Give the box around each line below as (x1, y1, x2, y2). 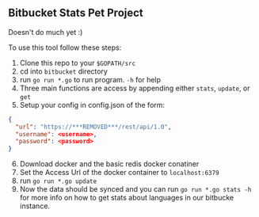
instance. (19, 201, 50, 211)
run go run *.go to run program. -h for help (19, 74, 161, 84)
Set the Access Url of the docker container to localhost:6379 (19, 168, 219, 177)
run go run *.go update (19, 176, 97, 185)
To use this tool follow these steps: (8, 43, 122, 52)
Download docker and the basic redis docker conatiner (19, 159, 200, 169)
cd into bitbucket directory (19, 67, 109, 76)
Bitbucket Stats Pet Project (8, 6, 144, 20)
